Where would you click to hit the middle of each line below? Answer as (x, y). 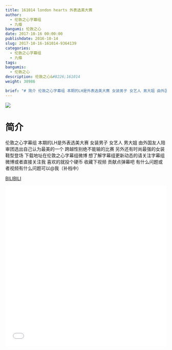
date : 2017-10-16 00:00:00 (34, 34)
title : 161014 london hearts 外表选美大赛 (49, 10)
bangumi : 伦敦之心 (24, 29)
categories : (18, 48)
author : (14, 15)
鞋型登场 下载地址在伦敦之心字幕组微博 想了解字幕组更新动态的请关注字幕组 (85, 155)
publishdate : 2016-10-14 (32, 39)
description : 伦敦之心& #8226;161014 (43, 77)
